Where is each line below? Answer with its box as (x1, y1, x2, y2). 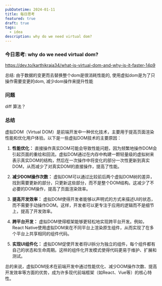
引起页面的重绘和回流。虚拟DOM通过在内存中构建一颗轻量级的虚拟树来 (12, 151, 154, 157)
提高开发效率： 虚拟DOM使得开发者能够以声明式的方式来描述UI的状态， (12, 196, 156, 202)
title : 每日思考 (5, 12, 35, 16)
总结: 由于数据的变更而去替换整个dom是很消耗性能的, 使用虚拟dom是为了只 (5, 72, 155, 78)
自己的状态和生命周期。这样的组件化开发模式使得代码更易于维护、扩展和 (12, 247, 157, 253)
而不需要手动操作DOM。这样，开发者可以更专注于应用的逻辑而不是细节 (12, 202, 154, 208)
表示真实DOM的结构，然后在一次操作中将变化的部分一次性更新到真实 (12, 157, 150, 163)
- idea (9, 30, 23, 34)
